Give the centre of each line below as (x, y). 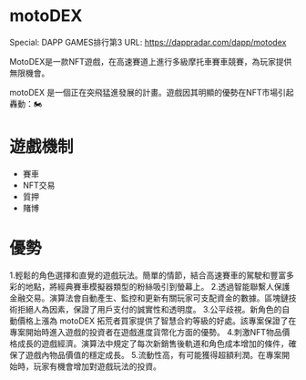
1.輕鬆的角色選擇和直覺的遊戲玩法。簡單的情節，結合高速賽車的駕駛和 (140, 275)
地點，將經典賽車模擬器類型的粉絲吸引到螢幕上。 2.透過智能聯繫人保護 (158, 286)
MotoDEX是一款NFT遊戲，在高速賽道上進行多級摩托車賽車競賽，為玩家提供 (151, 61)
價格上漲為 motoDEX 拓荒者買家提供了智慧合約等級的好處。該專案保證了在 (157, 321)
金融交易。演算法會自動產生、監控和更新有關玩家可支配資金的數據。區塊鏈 (149, 298)
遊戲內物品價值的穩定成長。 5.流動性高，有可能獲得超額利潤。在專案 (153, 354)
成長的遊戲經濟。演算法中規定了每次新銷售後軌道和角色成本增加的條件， (153, 344)
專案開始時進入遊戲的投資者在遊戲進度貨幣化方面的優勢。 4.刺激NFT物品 (146, 332)
